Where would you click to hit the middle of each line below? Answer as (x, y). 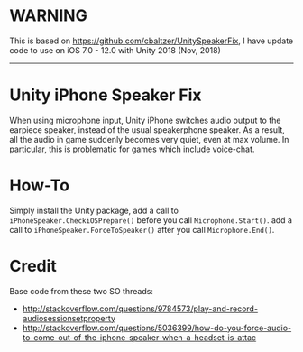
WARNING (48, 16)
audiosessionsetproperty (69, 318)
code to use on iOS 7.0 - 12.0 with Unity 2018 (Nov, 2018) (115, 50)
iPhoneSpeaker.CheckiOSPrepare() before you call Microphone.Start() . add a (151, 220)
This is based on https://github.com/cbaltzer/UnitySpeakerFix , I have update (151, 41)
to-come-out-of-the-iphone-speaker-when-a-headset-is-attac (139, 337)
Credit (33, 266)
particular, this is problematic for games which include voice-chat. (132, 149)
